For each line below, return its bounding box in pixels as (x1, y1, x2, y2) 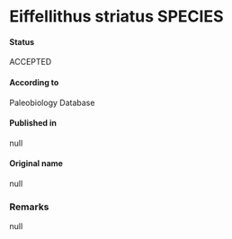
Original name (9, 158, 63, 169)
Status (9, 36, 35, 47)
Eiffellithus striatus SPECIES (9, 6, 224, 27)
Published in (9, 118, 57, 128)
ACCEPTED (9, 57, 52, 67)
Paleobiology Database (9, 97, 95, 108)
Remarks (9, 200, 49, 213)
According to (9, 76, 59, 87)
